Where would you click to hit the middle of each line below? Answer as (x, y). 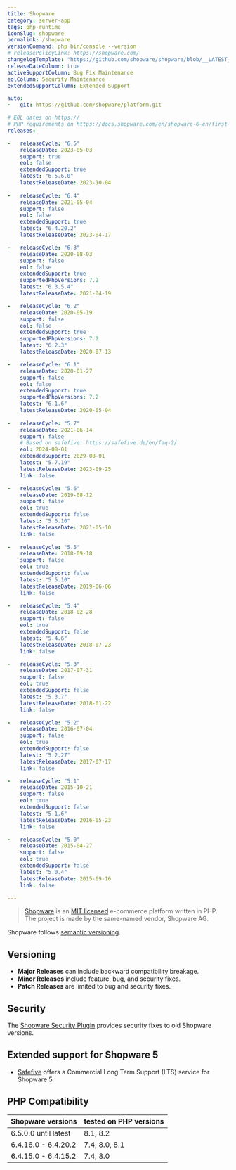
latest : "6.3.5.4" (47, 287)
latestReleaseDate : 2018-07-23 (66, 645)
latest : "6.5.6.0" (47, 176)
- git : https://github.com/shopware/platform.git (84, 105)
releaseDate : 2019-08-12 (56, 495)
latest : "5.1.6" (44, 814)
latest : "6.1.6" (44, 404)
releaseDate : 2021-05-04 (56, 202)
